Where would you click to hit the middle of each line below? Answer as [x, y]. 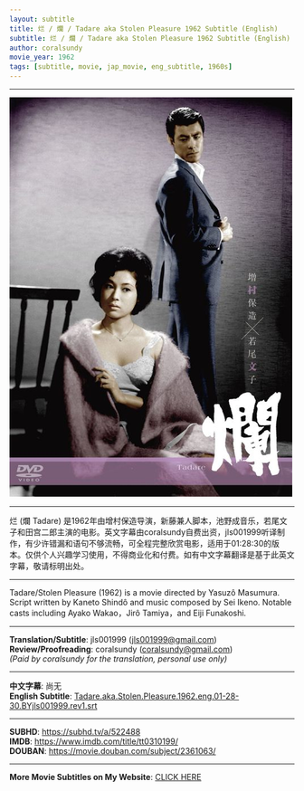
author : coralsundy [46, 48]
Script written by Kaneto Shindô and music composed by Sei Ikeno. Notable [151, 602]
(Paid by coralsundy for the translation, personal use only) [119, 659]
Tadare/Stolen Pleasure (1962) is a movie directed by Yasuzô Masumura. [145, 592]
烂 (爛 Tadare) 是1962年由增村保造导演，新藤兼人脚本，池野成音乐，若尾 [145, 521]
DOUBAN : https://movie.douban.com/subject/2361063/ [113, 751]
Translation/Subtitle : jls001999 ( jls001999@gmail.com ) [113, 639]
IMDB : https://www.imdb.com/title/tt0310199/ [94, 741]
